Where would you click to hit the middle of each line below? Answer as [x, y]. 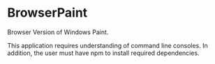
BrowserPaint [47, 13]
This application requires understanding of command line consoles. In [107, 45]
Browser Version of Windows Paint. [58, 32]
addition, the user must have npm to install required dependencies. [104, 53]
